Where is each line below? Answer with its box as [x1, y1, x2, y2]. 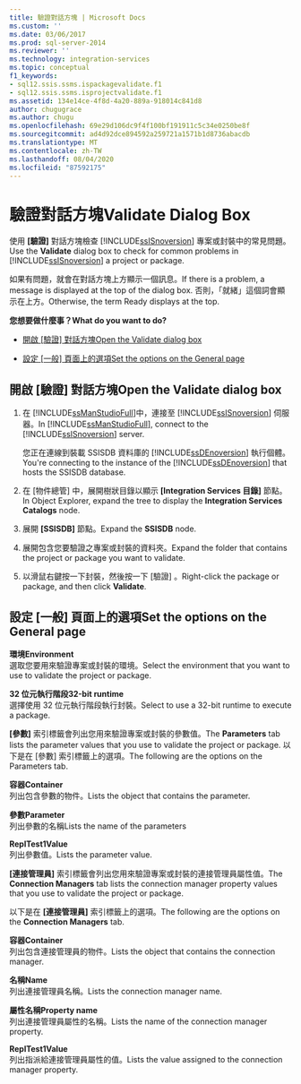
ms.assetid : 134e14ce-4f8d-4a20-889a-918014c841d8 [9, 96, 202, 106]
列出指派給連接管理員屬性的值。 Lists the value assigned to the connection [9, 1054, 283, 1064]
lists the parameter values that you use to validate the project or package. [9, 739, 281, 750]
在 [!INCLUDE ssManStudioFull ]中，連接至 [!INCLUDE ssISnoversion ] [21, 408, 271, 418]
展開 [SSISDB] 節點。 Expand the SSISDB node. [21, 523, 197, 534]
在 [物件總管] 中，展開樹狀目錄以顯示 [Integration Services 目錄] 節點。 [21, 486, 288, 496]
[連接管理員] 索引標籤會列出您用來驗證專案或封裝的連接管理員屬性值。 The [9, 868, 283, 879]
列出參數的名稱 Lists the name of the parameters [9, 821, 186, 831]
